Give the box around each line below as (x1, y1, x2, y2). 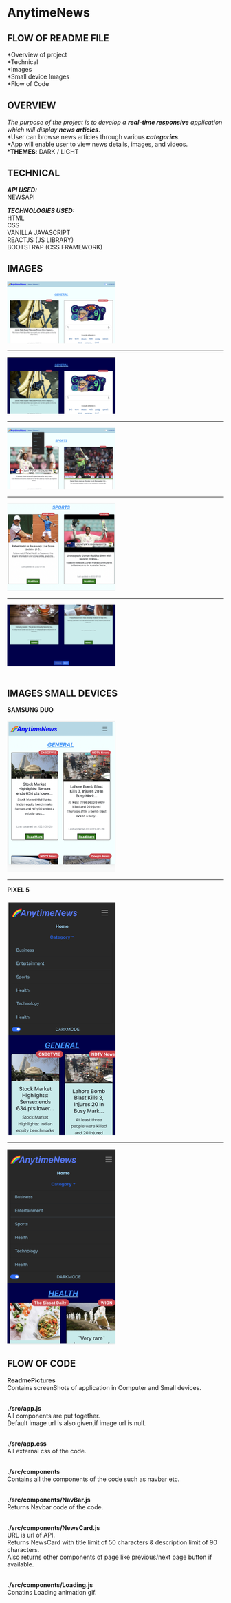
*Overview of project (7, 50, 67, 59)
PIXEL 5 (7, 886, 30, 894)
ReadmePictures (7, 1376, 56, 1385)
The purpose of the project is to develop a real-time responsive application (7, 118, 223, 126)
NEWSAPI (7, 193, 36, 201)
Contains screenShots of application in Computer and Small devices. (7, 1383, 201, 1391)
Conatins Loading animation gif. (7, 1588, 98, 1596)
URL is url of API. (7, 1531, 56, 1539)
